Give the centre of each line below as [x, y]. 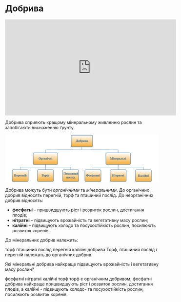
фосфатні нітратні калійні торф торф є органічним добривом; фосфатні [79, 279]
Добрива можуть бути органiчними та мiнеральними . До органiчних [77, 190]
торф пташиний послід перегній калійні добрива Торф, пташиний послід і [81, 250]
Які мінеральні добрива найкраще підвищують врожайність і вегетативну [82, 264]
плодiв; [20, 215]
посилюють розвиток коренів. [37, 294]
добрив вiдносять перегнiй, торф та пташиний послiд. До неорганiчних [79, 195]
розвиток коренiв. [31, 231]
